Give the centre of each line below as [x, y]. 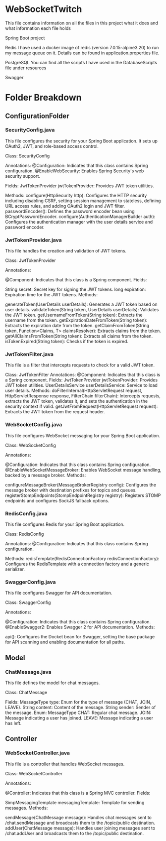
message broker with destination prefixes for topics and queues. [71, 490]
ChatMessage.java [28, 672]
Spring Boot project [25, 38]
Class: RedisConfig [25, 534]
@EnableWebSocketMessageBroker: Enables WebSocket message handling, [83, 470]
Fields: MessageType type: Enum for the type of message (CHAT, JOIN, [78, 702]
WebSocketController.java [38, 753]
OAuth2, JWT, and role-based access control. [52, 146]
